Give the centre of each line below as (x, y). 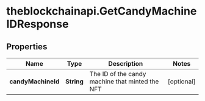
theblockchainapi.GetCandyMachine (102, 11)
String (74, 82)
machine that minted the (124, 82)
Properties (27, 47)
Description (126, 64)
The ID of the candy (118, 74)
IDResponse (38, 24)
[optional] (182, 82)
